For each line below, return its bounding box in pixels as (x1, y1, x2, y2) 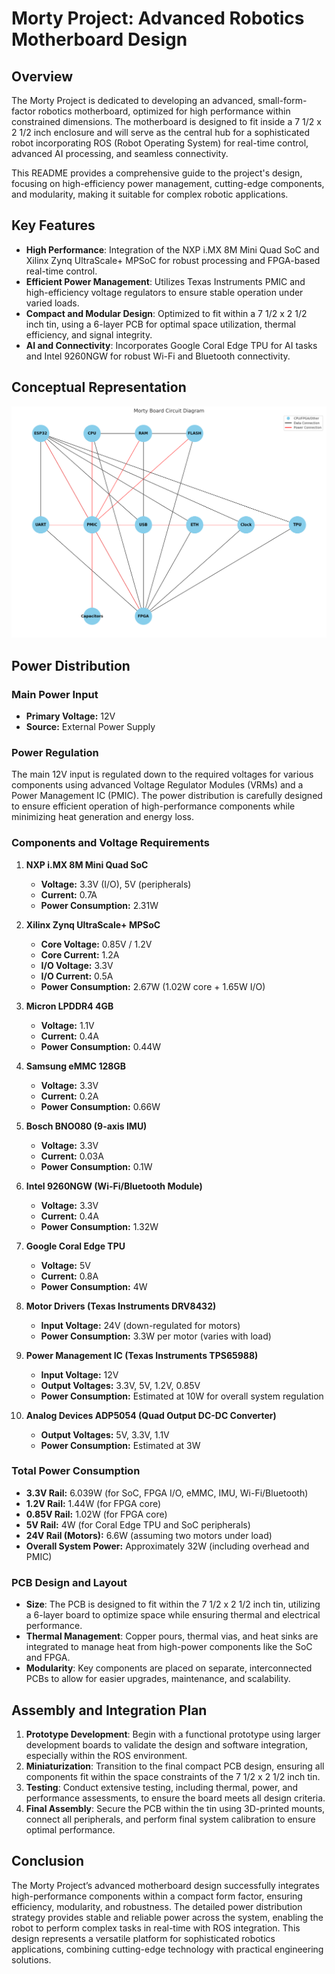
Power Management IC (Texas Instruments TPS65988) (25, 1349, 259, 1361)
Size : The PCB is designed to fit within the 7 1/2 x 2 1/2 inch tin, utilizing (25, 1598, 321, 1611)
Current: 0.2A (40, 1090, 99, 1102)
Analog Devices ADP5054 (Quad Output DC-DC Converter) (25, 1409, 277, 1421)
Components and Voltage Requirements (11, 836, 210, 850)
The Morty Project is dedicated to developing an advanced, (11, 95, 256, 106)
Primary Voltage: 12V (25, 710, 116, 722)
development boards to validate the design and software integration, (25, 1738, 308, 1751)
